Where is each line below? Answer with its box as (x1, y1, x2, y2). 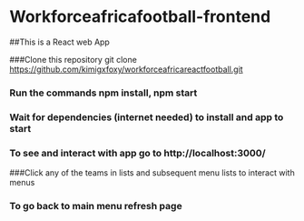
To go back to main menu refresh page (9, 200, 183, 212)
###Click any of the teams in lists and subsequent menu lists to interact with (9, 167, 295, 178)
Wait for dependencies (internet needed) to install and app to (9, 111, 284, 124)
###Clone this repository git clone (9, 54, 138, 65)
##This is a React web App (9, 36, 111, 47)
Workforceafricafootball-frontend (9, 6, 271, 27)
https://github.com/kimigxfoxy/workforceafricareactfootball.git (9, 64, 243, 75)
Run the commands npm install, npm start (9, 86, 198, 99)
